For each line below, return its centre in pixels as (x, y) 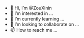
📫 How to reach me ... (34, 30)
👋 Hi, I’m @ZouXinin (31, 8)
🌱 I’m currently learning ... (37, 19)
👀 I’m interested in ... (32, 13)
